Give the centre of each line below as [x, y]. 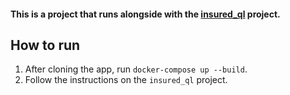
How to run [45, 45]
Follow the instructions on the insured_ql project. [126, 80]
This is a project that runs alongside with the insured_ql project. [145, 14]
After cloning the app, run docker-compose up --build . [136, 69]
